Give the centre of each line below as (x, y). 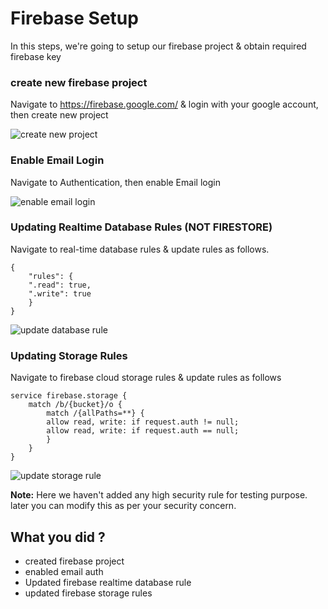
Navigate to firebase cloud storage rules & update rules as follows (146, 378)
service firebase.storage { (69, 396)
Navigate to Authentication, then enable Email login (115, 182)
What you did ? (58, 537)
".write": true (60, 293)
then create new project (59, 115)
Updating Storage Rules (69, 355)
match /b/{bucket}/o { (75, 405)
